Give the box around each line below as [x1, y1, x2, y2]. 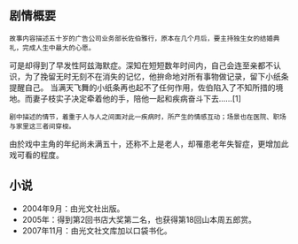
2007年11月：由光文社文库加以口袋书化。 [21, 225, 173, 236]
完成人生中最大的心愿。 [21, 43, 96, 52]
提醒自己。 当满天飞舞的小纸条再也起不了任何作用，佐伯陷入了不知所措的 [9, 82, 276, 93]
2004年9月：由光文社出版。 [21, 202, 125, 214]
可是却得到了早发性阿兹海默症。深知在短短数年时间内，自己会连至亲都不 [9, 60, 273, 71]
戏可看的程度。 [9, 149, 64, 160]
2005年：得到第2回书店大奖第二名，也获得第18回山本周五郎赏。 [21, 214, 257, 225]
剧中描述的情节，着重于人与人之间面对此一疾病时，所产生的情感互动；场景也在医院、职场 [9, 112, 286, 121]
